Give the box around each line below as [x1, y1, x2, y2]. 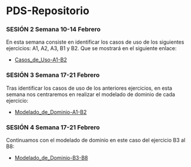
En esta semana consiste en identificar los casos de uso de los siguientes [6, 38, 185, 45]
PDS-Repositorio [6, 4, 90, 18]
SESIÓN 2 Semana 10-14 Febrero [6, 25, 101, 34]
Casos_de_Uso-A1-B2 [14, 56, 68, 63]
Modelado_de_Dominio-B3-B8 [14, 155, 88, 162]
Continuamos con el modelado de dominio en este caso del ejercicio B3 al [6, 137, 186, 144]
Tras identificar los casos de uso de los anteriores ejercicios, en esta [6, 84, 172, 91]
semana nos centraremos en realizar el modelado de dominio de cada [6, 90, 175, 98]
